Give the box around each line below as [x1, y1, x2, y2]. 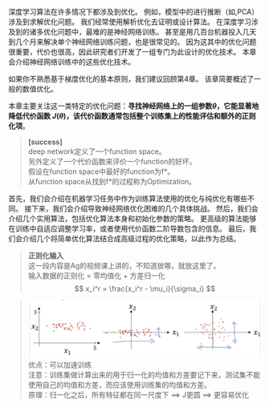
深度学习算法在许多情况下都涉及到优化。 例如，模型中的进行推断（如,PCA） [8, 7, 259, 16]
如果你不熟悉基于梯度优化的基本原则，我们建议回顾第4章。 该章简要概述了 [8, 75, 255, 83]
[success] [27, 137, 63, 147]
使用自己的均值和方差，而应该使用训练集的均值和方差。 [27, 380, 211, 389]
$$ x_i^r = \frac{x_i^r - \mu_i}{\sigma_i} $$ [74, 284, 215, 293]
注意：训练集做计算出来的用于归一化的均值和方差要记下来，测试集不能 [27, 369, 261, 379]
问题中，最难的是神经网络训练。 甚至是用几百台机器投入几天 [57, 27, 257, 36]
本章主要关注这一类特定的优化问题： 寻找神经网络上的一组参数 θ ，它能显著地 [8, 101, 259, 111]
